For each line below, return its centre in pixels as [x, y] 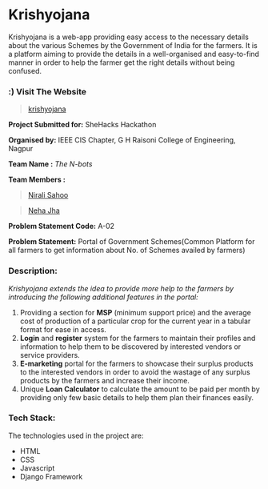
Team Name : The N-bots [50, 164]
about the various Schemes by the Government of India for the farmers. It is [133, 45]
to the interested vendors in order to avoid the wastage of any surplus [135, 372]
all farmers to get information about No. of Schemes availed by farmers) [127, 251]
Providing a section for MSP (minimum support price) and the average [136, 312]
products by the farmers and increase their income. [104, 380]
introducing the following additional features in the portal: [103, 297]
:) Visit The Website [47, 91]
